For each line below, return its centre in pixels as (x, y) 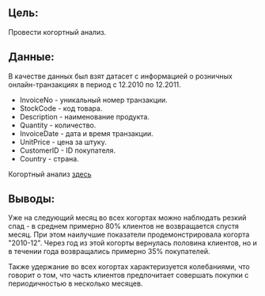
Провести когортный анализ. (57, 32)
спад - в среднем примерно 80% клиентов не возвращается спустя (124, 226)
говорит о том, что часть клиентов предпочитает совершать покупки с (129, 275)
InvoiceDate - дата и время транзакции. (87, 133)
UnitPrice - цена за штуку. (63, 142)
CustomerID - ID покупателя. (68, 150)
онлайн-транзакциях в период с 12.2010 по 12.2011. (95, 84)
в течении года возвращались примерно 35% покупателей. (110, 252)
